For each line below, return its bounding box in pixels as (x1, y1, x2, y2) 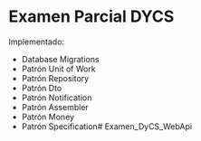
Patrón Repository (21, 72, 90, 83)
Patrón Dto (21, 82, 62, 93)
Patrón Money (21, 111, 74, 122)
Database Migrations (21, 53, 100, 64)
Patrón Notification (21, 92, 92, 103)
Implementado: (8, 36, 65, 47)
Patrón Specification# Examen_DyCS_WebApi (21, 120, 192, 132)
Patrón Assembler (21, 101, 90, 112)
